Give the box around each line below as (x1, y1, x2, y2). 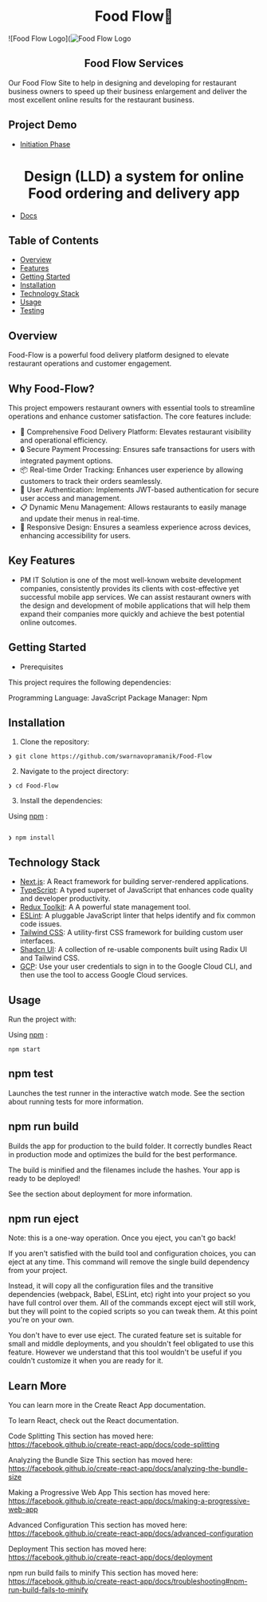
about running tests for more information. (8, 1096, 143, 1106)
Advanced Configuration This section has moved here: (8, 1521, 187, 1530)
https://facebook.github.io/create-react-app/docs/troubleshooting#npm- (8, 1576, 248, 1586)
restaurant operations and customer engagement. (8, 359, 172, 368)
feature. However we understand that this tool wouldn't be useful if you (8, 1347, 242, 1357)
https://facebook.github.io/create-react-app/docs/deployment (8, 1552, 213, 1562)
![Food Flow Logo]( (8, 34, 71, 43)
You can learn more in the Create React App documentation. (8, 1401, 206, 1410)
